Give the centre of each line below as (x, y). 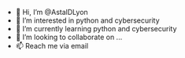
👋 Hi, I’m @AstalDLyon (52, 12)
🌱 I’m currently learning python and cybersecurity (96, 29)
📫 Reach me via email (52, 46)
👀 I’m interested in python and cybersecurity (87, 20)
